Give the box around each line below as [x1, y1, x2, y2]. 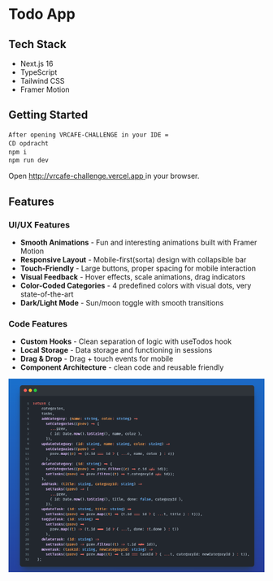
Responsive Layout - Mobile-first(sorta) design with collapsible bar [19, 255, 247, 264]
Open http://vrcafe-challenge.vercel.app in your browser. [8, 171, 200, 181]
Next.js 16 [19, 59, 54, 68]
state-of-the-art [19, 289, 74, 299]
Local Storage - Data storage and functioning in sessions [19, 345, 213, 355]
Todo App [8, 5, 76, 24]
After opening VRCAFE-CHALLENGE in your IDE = [8, 131, 169, 139]
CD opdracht [8, 139, 49, 147]
